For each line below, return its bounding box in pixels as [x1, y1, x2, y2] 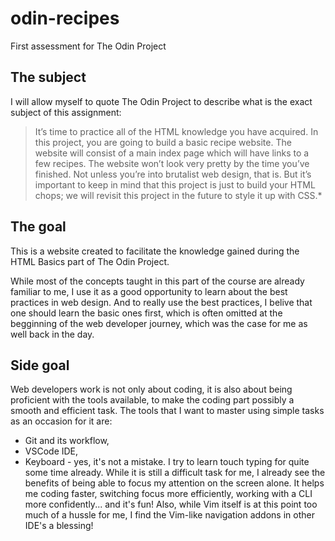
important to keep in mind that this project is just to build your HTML [34, 178, 316, 191]
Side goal [10, 357, 70, 374]
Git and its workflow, [24, 435, 110, 447]
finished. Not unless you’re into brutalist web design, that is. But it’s [34, 168, 312, 180]
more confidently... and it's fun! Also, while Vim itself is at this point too [24, 498, 318, 511]
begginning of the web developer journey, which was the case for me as [10, 317, 308, 329]
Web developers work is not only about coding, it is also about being [10, 383, 293, 396]
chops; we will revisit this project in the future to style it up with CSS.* [34, 189, 323, 201]
